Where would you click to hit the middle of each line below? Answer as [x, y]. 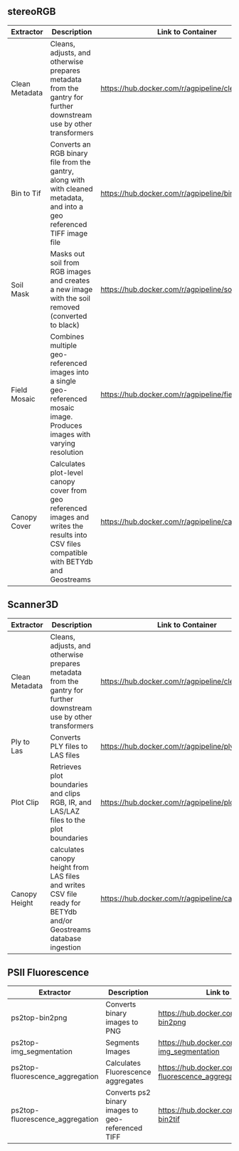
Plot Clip [25, 802]
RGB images [70, 271]
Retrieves [66, 767]
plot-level [67, 473]
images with [70, 434]
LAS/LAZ [65, 811]
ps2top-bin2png [39, 1018]
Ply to [21, 742]
